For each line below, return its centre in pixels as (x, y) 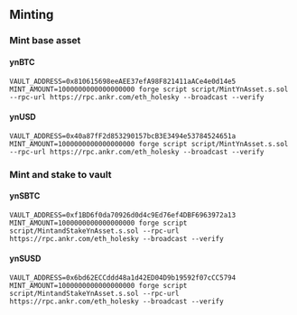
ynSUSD (25, 259)
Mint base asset (45, 41)
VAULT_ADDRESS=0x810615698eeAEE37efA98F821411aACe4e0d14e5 (123, 81)
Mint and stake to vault (60, 174)
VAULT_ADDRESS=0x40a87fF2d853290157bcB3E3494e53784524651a (123, 136)
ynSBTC (25, 196)
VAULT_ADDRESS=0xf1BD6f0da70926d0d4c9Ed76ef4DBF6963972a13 (123, 215)
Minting (32, 15)
